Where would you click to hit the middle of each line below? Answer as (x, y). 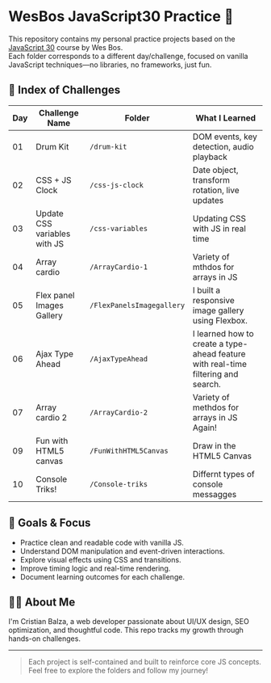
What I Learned (226, 118)
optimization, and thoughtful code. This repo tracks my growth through (126, 630)
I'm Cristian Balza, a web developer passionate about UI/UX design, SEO (129, 622)
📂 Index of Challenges (65, 90)
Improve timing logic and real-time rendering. (95, 568)
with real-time (220, 364)
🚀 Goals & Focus (50, 523)
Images (50, 305)
